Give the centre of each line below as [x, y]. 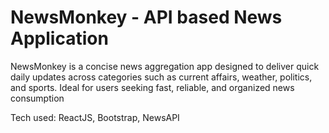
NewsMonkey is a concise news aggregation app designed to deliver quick [165, 66]
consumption [37, 98]
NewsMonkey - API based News [146, 17]
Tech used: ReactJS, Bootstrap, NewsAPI [95, 117]
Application [59, 38]
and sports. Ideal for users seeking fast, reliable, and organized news [152, 87]
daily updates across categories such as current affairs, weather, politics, [161, 77]
